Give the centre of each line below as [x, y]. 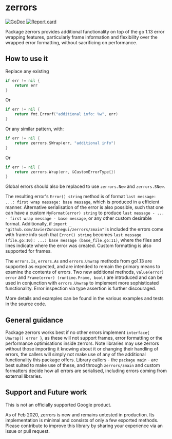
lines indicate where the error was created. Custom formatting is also [78, 245]
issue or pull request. [27, 431]
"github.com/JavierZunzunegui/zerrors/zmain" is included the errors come [84, 229]
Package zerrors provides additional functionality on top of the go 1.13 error [85, 31]
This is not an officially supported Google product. [59, 405]
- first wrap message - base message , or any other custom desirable [79, 218]
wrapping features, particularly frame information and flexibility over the [81, 37]
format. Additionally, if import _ [39, 224]
